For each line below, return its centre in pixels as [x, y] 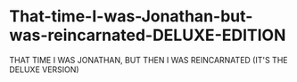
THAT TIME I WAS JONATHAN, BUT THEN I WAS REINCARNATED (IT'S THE [148, 60]
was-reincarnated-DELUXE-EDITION [148, 35]
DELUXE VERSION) [44, 70]
